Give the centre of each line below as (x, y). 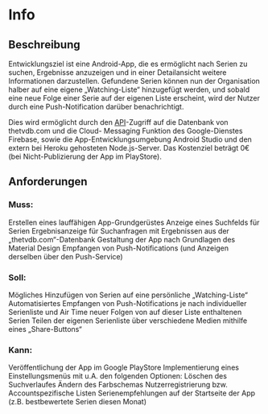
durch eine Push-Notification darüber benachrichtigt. (96, 107)
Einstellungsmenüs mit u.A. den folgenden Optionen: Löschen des (118, 376)
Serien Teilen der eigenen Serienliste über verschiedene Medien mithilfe (128, 321)
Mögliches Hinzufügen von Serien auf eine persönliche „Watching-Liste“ (128, 295)
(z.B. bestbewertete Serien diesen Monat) (78, 402)
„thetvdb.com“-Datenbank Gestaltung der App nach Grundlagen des (122, 239)
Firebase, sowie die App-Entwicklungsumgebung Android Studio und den (130, 139)
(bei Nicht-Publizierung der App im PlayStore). (85, 156)
